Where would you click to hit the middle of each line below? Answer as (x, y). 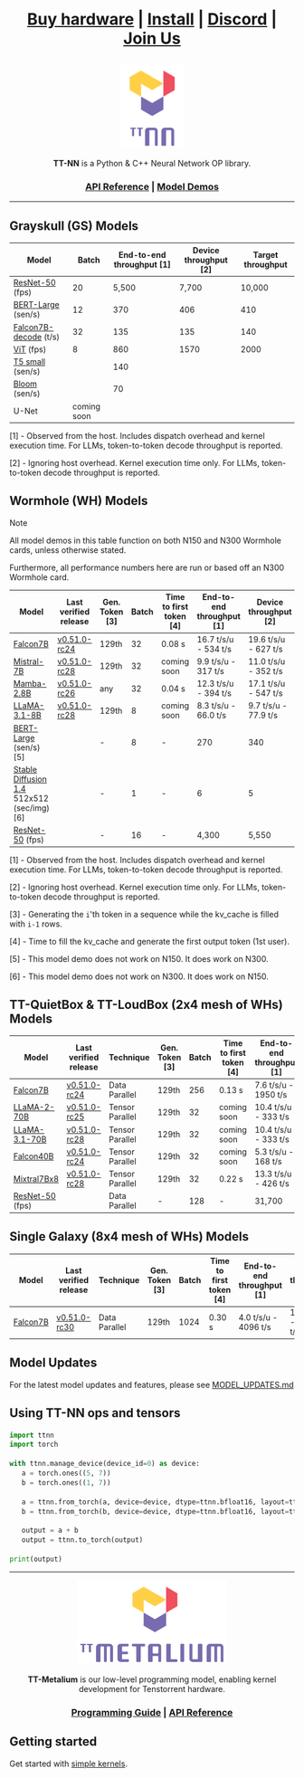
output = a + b (50, 1531)
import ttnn (32, 1435)
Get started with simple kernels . (69, 1764)
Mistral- (28, 661)
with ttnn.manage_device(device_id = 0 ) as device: (105, 1464)
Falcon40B (33, 1156)
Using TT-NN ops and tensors (95, 1413)
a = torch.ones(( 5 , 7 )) (66, 1474)
